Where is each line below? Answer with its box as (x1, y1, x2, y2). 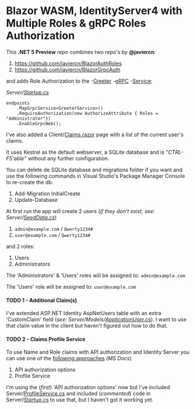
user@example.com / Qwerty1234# (14, 231, 91, 238)
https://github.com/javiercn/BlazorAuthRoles (14, 60, 122, 67)
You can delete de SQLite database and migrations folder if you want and (6, 166, 183, 173)
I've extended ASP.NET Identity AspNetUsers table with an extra (6, 310, 162, 317)
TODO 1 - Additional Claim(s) (6, 296, 77, 303)
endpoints (6, 100, 30, 106)
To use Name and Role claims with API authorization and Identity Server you (6, 349, 190, 356)
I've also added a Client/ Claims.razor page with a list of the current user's (6, 131, 184, 138)
